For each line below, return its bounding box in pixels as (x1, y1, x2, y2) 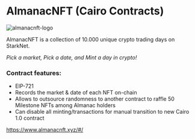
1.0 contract (14, 114, 45, 122)
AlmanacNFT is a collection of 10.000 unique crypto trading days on (6, 36, 175, 43)
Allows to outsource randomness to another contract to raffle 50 (14, 95, 175, 103)
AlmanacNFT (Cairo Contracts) (6, 4, 164, 18)
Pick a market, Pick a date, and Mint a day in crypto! (6, 54, 137, 61)
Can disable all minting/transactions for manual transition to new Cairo (14, 108, 190, 116)
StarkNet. (6, 42, 30, 49)
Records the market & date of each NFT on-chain (14, 89, 137, 96)
